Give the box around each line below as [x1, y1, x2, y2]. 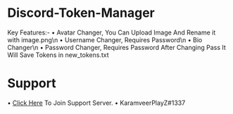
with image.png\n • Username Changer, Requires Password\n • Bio [7, 35, 203, 44]
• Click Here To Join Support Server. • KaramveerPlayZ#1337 [7, 99, 186, 107]
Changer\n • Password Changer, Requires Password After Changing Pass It [7, 43, 227, 51]
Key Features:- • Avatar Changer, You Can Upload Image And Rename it [7, 28, 216, 37]
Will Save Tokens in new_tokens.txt [7, 51, 109, 59]
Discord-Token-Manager [7, 5, 155, 21]
